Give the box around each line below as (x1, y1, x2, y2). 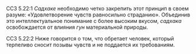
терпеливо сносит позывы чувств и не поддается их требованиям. (6, 41, 175, 48)
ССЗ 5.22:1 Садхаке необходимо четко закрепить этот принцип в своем (6, 5, 189, 12)
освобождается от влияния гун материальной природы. (6, 23, 148, 31)
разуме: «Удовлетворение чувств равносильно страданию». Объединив (6, 11, 191, 18)
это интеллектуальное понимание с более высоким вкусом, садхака (6, 18, 182, 24)
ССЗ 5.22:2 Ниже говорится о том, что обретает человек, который (6, 35, 174, 42)
